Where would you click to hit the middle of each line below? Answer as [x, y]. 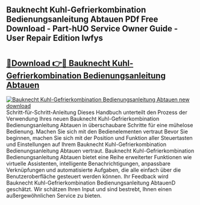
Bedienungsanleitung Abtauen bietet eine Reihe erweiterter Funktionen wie [99, 157]
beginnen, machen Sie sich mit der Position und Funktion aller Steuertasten [99, 138]
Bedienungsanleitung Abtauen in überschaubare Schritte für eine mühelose [100, 125]
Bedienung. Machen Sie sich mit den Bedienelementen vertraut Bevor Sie [97, 131]
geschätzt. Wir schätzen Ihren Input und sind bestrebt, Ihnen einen [89, 189]
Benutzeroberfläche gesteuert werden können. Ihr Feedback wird [87, 176]
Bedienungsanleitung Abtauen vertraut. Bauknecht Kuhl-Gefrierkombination [100, 151]
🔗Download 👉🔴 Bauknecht [58, 63]
